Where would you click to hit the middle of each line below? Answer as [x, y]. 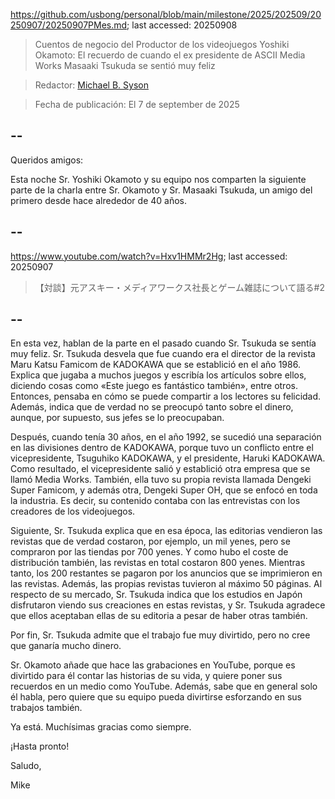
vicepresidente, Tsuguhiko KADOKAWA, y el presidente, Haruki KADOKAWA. [168, 458]
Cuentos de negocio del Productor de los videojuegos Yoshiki [162, 44]
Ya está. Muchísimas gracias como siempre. [101, 727]
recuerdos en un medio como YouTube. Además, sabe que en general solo [164, 686]
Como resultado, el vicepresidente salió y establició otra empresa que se [160, 469]
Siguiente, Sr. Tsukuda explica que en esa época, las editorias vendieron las [166, 531]
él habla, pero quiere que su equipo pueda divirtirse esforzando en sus [156, 697]
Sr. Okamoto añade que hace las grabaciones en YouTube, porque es [153, 665]
